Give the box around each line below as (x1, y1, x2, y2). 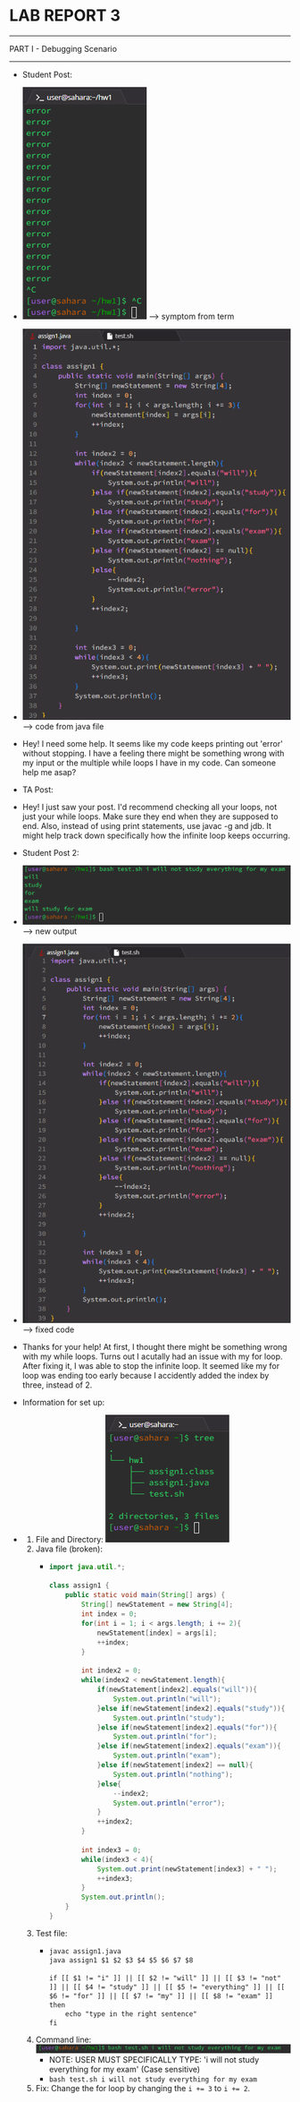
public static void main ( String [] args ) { (65, 1591, 226, 1600)
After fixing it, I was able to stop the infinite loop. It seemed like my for (21, 1360, 279, 1371)
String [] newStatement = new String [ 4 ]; (80, 1600, 234, 1610)
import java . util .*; (48, 1562, 126, 1571)
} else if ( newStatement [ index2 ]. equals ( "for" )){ (96, 1722, 278, 1732)
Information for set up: (21, 1397, 105, 1407)
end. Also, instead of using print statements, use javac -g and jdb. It (21, 820, 272, 831)
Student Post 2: (21, 847, 79, 858)
